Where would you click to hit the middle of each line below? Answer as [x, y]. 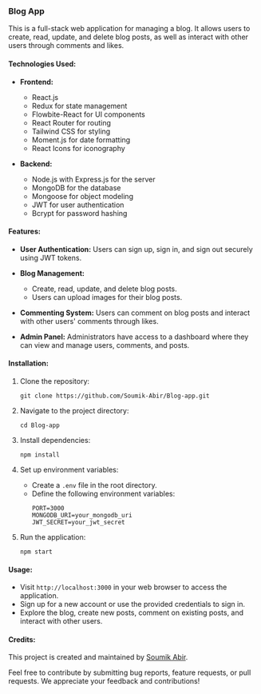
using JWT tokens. [51, 257]
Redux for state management [79, 106]
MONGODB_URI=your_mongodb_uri [82, 515]
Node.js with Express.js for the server [93, 179]
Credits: [22, 639]
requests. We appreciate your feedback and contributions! [104, 681]
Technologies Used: [42, 64]
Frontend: [36, 82]
